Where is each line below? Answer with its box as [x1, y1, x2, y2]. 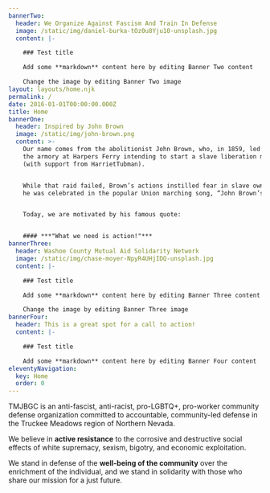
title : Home [8, 108, 48, 116]
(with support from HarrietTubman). [22, 160, 146, 168]
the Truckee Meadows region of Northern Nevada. [8, 419, 175, 429]
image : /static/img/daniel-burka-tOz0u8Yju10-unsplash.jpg [15, 27, 218, 35]
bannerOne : [8, 115, 45, 123]
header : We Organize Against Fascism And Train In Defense [15, 19, 218, 27]
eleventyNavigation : [8, 364, 78, 372]
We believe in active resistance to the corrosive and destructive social [8, 434, 243, 444]
